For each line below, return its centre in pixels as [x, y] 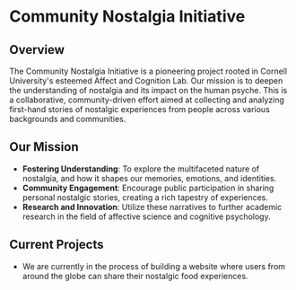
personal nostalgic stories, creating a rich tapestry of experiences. [145, 197]
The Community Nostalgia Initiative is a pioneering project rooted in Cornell [148, 71]
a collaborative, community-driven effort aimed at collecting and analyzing [147, 100]
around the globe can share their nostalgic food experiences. [135, 276]
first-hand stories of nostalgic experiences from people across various [140, 109]
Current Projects [57, 245]
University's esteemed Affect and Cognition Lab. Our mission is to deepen [146, 81]
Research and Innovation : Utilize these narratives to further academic [152, 207]
